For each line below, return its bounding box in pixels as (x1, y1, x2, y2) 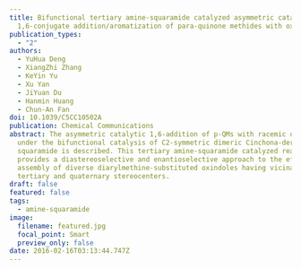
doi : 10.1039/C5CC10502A (9, 113, 102, 122)
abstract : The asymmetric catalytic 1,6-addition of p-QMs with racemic (9, 130, 287, 139)
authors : (9, 47, 42, 56)
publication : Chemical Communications (9, 122, 154, 131)
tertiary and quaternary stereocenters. (17, 171, 170, 180)
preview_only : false (17, 239, 94, 247)
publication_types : (9, 30, 82, 39)
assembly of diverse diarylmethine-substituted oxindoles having (17, 163, 267, 172)
